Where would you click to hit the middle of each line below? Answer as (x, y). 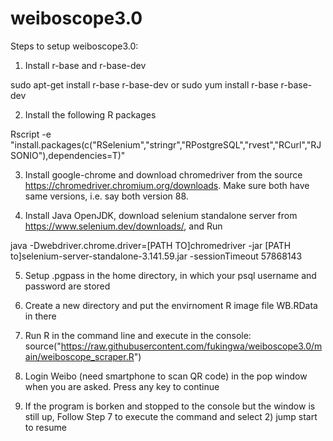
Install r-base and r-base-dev (85, 65)
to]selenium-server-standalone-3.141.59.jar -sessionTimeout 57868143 (156, 256)
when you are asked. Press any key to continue (122, 386)
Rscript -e (31, 134)
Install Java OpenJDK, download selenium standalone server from (161, 215)
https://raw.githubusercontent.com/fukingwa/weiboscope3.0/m (191, 346)
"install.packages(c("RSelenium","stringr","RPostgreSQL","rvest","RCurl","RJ (166, 144)
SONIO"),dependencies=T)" (68, 155)
